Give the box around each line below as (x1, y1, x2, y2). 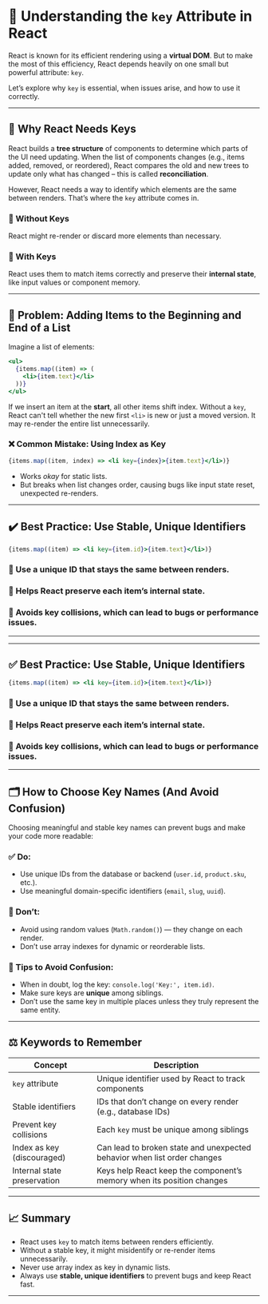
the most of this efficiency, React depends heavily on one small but (8, 59, 229, 69)
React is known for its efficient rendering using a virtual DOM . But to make (8, 50, 254, 60)
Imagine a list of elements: (8, 342, 95, 352)
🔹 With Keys (8, 251, 57, 262)
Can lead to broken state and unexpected (97, 1142, 251, 1153)
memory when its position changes (97, 1174, 228, 1186)
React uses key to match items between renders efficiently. (19, 1237, 214, 1246)
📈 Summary (8, 1211, 71, 1226)
